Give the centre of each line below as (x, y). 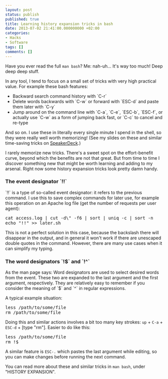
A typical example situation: (34, 298)
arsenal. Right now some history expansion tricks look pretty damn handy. (82, 169)
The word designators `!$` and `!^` (48, 261)
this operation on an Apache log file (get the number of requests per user (81, 203)
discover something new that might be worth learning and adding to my (79, 163)
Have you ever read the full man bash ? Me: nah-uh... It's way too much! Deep (84, 66)
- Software (17, 43)
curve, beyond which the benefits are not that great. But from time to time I (82, 158)
